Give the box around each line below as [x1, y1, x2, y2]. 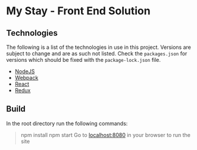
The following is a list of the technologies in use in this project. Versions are [6, 43, 192, 51]
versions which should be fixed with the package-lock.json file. [6, 57, 161, 63]
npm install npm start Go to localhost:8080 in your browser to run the [20, 131, 191, 138]
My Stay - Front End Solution [6, 4, 151, 18]
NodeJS [14, 68, 35, 75]
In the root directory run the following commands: [6, 120, 128, 127]
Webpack [14, 74, 39, 81]
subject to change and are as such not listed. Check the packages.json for [6, 50, 187, 57]
